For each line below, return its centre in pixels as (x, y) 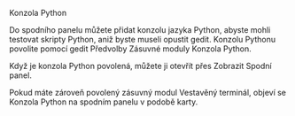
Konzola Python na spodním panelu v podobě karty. (104, 102)
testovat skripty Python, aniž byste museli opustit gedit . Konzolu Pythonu (143, 39)
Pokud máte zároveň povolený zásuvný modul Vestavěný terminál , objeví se (147, 93)
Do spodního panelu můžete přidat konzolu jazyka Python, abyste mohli (140, 30)
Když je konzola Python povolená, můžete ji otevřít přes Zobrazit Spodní (140, 66)
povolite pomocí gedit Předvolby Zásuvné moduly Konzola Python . (131, 49)
